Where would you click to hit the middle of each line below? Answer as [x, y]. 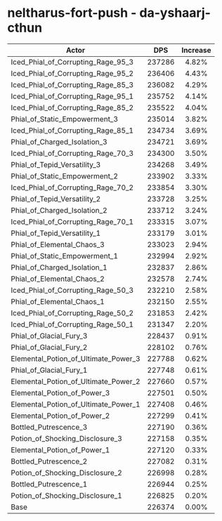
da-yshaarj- [175, 13]
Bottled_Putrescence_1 [49, 484]
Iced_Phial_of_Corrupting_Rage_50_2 [72, 312]
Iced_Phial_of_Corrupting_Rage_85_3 [72, 84]
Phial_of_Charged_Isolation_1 [59, 267]
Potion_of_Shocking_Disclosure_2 [67, 473]
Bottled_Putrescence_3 [49, 427]
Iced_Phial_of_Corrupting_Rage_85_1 [72, 130]
